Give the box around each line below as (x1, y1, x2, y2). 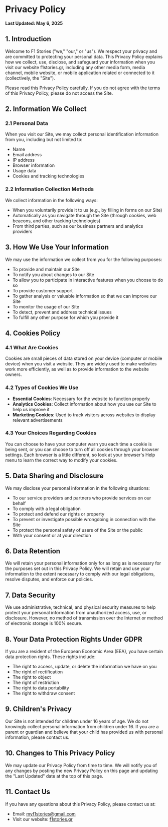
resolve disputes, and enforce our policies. (5, 576, 94, 583)
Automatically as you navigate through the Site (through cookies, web (12, 212, 156, 218)
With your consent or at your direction (12, 532, 91, 538)
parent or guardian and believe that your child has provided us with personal (5, 729, 163, 735)
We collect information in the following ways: (5, 197, 98, 203)
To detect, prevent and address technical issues (12, 309, 112, 315)
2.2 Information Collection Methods (5, 185, 94, 193)
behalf (12, 500, 26, 506)
